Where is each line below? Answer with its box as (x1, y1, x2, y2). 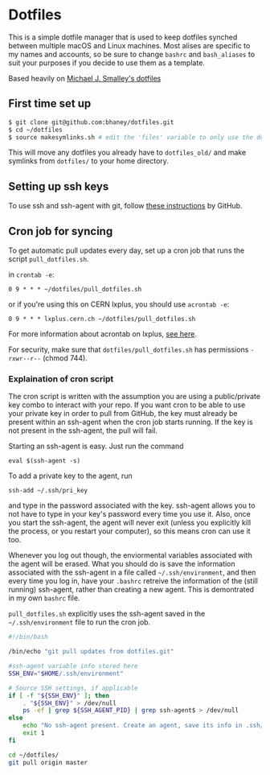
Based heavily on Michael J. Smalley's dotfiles (8, 73, 162, 83)
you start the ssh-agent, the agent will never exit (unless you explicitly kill (8, 517, 252, 528)
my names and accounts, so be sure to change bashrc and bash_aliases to (8, 49, 256, 59)
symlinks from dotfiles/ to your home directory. (8, 156, 169, 166)
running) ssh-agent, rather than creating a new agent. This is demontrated (8, 585, 255, 595)
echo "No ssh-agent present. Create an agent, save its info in (22, 722, 243, 730)
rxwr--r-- (8, 355, 42, 363)
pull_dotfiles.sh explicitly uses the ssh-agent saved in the (8, 609, 206, 619)
